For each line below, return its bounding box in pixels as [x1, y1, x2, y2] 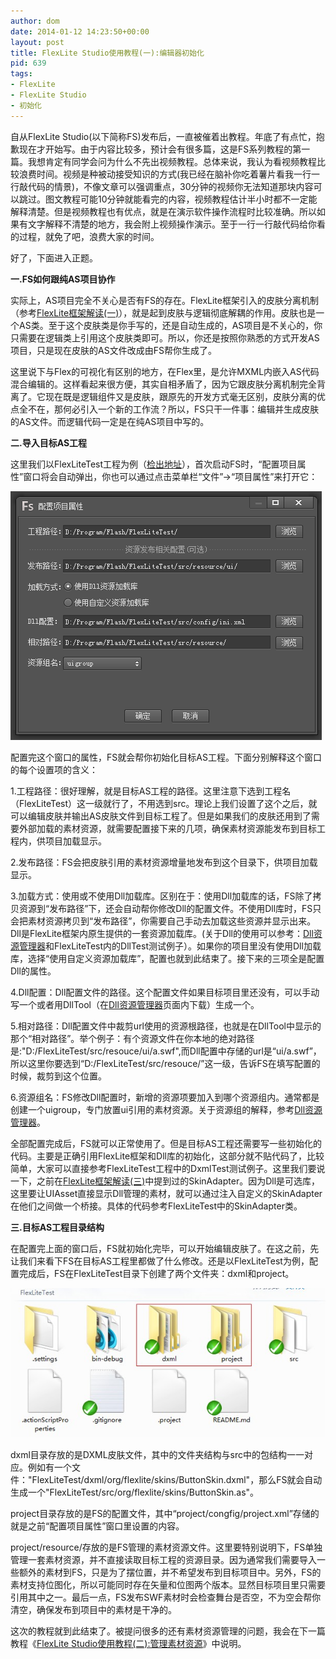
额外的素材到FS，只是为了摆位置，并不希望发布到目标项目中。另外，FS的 [18, 1566, 322, 1578]
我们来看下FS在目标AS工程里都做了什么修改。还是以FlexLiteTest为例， [18, 1255, 310, 1267]
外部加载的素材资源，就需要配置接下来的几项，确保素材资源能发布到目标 [18, 822, 317, 834]
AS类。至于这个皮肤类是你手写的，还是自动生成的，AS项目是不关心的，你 [18, 319, 323, 331]
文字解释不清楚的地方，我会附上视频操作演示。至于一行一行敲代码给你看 [27, 218, 326, 230]
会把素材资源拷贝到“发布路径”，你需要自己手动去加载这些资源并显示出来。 [10, 915, 317, 927]
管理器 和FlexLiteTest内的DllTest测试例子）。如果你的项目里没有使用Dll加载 [18, 940, 322, 952]
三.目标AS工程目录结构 [10, 1221, 105, 1233]
